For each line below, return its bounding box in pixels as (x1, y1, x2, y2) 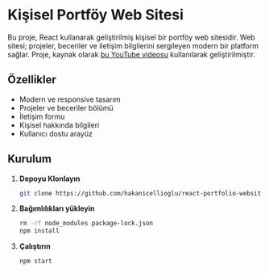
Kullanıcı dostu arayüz (19, 128, 93, 138)
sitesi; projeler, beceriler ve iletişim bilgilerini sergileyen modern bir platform (7, 40, 259, 50)
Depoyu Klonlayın (19, 174, 81, 183)
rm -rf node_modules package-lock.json (19, 220, 154, 228)
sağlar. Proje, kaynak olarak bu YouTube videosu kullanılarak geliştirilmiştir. (7, 49, 255, 59)
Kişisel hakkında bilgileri (19, 120, 100, 130)
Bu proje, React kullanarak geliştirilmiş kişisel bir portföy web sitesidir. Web (7, 32, 255, 42)
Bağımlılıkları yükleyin (19, 204, 95, 213)
